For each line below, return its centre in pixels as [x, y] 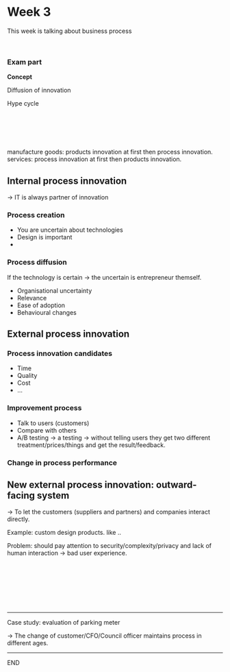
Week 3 [29, 12]
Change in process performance [62, 462]
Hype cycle [23, 104]
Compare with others [47, 430]
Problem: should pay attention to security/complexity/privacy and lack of [110, 546]
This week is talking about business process [69, 31]
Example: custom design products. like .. [64, 533]
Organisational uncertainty [54, 290]
